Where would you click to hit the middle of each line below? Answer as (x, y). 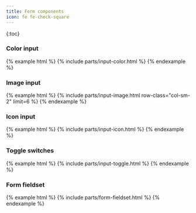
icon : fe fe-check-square (37, 17)
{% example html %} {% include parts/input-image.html (73, 95)
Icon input (21, 117)
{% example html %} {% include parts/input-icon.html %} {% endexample (95, 130)
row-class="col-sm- (166, 95)
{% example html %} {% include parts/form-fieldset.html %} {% (83, 197)
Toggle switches (30, 151)
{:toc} (13, 33)
